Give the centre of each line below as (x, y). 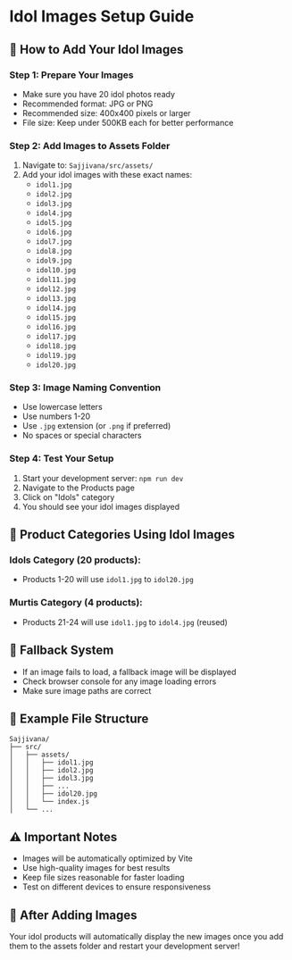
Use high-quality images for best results (96, 868)
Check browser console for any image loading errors (119, 681)
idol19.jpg (56, 356)
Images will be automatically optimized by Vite (108, 858)
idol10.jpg (56, 271)
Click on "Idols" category (68, 497)
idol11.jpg (56, 280)
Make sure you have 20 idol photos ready (99, 94)
